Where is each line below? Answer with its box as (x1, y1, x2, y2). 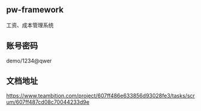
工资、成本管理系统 (6, 21, 54, 29)
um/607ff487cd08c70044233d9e (6, 98, 90, 106)
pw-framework (6, 5, 64, 15)
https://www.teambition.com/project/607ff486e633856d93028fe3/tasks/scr (6, 92, 195, 100)
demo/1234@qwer (6, 57, 52, 64)
